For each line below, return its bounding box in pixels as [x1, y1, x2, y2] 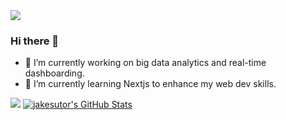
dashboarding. [24, 67, 85, 79]
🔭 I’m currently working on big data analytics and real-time [24, 57, 267, 69]
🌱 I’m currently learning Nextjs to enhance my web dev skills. [24, 78, 277, 90]
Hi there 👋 [10, 34, 60, 48]
